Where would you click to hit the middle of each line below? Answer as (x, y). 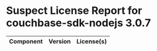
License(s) (91, 41)
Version (60, 41)
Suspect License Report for (74, 11)
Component (26, 41)
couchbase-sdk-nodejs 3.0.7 (78, 23)
